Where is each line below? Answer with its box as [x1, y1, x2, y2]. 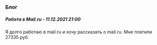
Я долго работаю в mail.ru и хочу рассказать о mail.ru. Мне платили [5, 29, 152, 35]
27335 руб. [5, 34, 29, 40]
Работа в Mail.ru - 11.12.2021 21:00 [5, 16, 81, 22]
